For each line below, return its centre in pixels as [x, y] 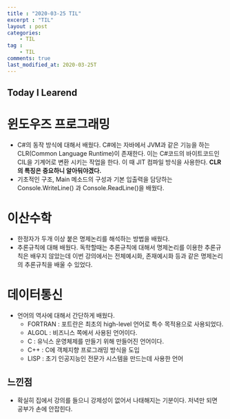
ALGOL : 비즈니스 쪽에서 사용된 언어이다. [82, 332]
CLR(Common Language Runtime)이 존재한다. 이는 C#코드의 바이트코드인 [118, 153]
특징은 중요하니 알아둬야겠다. [63, 170]
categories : [24, 33]
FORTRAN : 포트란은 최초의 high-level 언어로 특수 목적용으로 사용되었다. [125, 324]
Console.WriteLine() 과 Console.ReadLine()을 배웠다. [91, 187]
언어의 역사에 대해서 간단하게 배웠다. [66, 315]
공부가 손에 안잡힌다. [45, 409]
